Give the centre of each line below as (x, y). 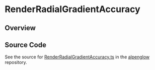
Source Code (25, 45)
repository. (16, 62)
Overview (20, 28)
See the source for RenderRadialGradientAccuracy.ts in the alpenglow (77, 57)
